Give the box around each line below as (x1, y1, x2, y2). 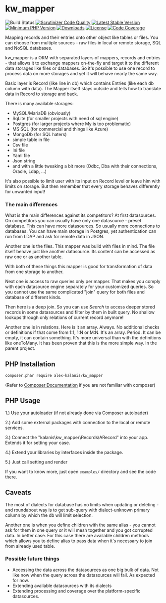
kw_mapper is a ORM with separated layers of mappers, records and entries (5, 54, 161, 60)
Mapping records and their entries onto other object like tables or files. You (5, 34, 159, 40)
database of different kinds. (5, 295, 62, 301)
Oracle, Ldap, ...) (12, 168, 47, 174)
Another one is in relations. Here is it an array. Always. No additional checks (5, 324, 160, 330)
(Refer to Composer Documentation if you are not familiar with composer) (5, 382, 156, 388)
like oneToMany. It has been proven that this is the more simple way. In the (5, 340, 157, 346)
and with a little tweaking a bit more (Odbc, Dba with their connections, (12, 163, 158, 169)
